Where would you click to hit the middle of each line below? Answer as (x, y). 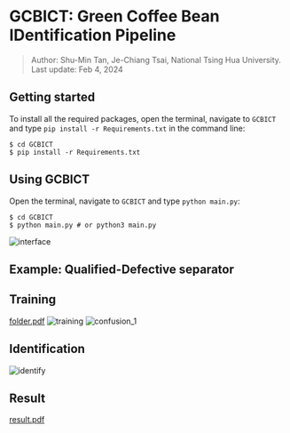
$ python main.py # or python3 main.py (83, 225)
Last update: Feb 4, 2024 (77, 69)
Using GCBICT (50, 180)
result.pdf (27, 420)
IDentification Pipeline (93, 35)
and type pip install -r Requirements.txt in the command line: (127, 128)
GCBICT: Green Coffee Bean (114, 16)
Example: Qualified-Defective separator (122, 269)
